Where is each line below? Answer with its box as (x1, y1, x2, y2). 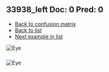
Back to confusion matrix (14, 20, 76, 27)
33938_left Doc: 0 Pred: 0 (6, 5, 104, 15)
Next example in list (14, 32, 63, 40)
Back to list (14, 27, 42, 34)
